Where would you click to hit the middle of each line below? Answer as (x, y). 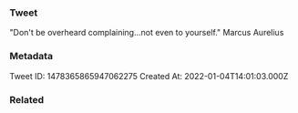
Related (27, 99)
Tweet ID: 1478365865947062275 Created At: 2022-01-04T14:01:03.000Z (149, 76)
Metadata (31, 56)
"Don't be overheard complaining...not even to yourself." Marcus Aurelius (147, 33)
